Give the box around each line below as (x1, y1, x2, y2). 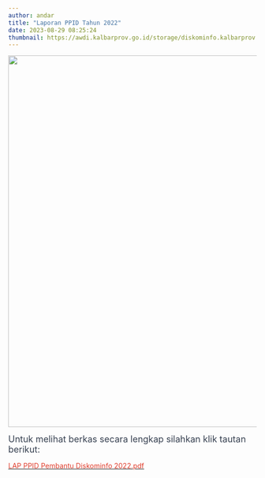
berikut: (8, 444, 41, 455)
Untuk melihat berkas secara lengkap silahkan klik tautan (8, 434, 247, 445)
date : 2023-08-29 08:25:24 (8, 26, 97, 34)
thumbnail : (8, 33, 44, 42)
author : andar (8, 11, 55, 20)
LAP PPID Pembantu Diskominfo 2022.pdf (8, 461, 144, 471)
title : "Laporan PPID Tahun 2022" (8, 19, 122, 27)
